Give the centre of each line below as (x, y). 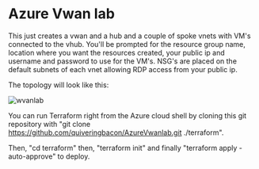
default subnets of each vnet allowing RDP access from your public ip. (123, 69)
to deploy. (74, 156)
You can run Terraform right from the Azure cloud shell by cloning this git (128, 115)
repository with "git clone (50, 124)
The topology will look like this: (59, 85)
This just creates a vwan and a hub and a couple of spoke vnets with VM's (129, 36)
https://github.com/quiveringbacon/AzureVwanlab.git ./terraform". (116, 133)
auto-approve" (32, 156)
